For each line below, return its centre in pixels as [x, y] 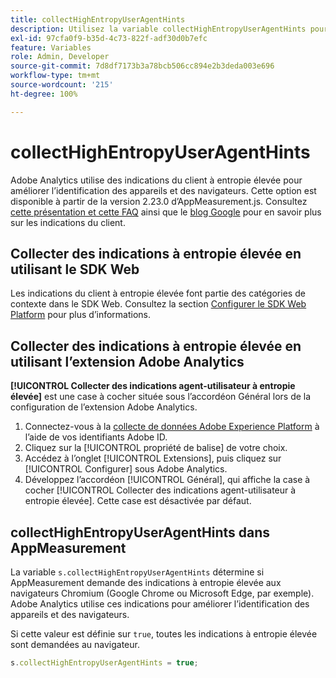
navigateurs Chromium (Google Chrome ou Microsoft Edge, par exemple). [162, 593]
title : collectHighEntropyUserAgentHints [98, 19]
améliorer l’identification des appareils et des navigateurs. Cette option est [163, 190]
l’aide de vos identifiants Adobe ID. [96, 437]
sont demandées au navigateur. [75, 644]
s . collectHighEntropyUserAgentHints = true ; [104, 663]
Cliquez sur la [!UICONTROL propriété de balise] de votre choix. [156, 448]
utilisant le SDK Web [75, 269]
